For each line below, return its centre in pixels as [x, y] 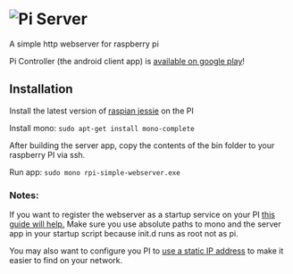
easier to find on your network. [66, 261]
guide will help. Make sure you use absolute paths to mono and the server [145, 224]
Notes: [24, 195]
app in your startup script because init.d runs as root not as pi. [124, 234]
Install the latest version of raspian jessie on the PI [101, 111]
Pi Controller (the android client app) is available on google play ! [127, 61]
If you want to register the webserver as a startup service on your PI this [142, 215]
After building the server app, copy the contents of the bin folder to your [142, 145]
